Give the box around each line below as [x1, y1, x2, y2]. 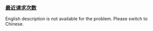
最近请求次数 [5, 4, 37, 11]
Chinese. [5, 21, 24, 27]
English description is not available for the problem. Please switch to [5, 16, 148, 22]
